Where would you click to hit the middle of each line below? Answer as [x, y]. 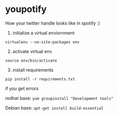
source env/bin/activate [31, 61]
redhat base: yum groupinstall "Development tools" [60, 98]
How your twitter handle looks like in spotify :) [53, 23]
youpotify [26, 9]
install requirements [33, 70]
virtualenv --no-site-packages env [42, 42]
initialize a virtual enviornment [43, 33]
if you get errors [22, 88]
